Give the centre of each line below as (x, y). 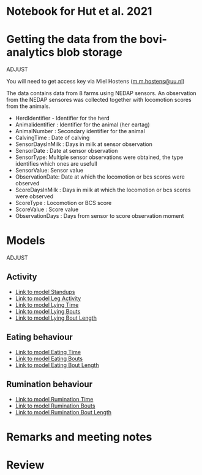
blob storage (89, 52)
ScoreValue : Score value (47, 209)
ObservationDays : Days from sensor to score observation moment (99, 216)
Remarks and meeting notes (79, 437)
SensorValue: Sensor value (49, 171)
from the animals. (28, 106)
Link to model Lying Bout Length (56, 318)
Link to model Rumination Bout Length (63, 412)
